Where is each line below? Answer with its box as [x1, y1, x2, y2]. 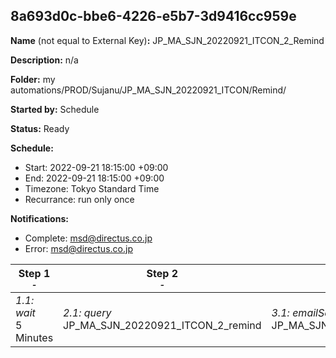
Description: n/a [10, 54, 79, 66]
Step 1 [18, 266, 51, 280]
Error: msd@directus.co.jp [24, 242, 133, 254]
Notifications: [10, 212, 69, 224]
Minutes [15, 330, 54, 344]
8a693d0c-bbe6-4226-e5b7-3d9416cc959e [10, 8, 297, 25]
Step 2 [146, 266, 179, 280]
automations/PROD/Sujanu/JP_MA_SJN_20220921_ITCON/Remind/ [10, 84, 287, 96]
